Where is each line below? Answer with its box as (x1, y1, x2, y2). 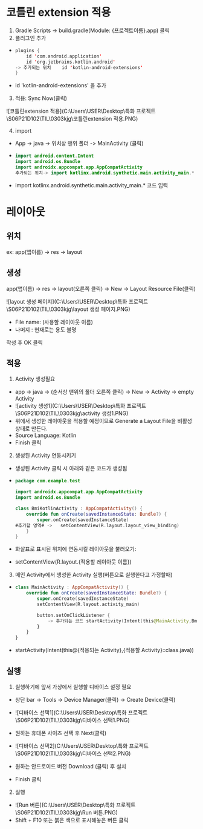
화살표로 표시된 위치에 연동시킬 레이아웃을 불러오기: (14, 545, 137, 553)
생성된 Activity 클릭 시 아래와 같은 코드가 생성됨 (14, 465, 127, 472)
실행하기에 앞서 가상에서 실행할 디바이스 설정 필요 (14, 683, 132, 690)
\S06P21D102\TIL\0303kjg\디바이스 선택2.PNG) (14, 750, 131, 757)
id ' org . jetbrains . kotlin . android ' (26, 59, 116, 65)
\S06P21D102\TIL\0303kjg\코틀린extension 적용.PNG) (6, 115, 138, 122)
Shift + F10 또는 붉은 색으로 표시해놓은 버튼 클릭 (14, 816, 129, 824)
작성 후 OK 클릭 (6, 339, 43, 346)
